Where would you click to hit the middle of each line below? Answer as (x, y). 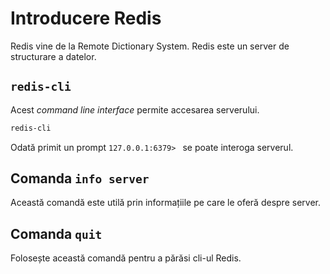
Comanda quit (56, 233)
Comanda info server (80, 178)
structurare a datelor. (53, 56)
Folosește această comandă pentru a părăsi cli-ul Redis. (126, 258)
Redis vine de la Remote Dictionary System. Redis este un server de (150, 46)
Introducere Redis (86, 18)
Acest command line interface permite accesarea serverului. (135, 109)
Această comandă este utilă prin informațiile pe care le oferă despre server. (165, 203)
